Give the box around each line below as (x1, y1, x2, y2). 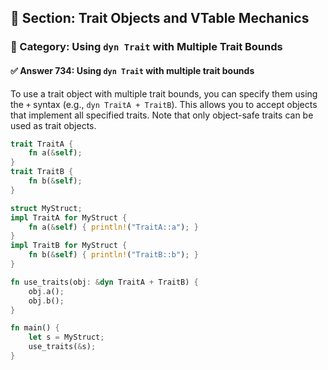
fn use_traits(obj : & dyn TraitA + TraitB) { (10, 277, 199, 287)
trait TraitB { (10, 167, 74, 177)
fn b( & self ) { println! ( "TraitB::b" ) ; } (28, 250, 199, 260)
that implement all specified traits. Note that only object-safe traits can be (10, 109, 314, 121)
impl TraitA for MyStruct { (10, 212, 128, 223)
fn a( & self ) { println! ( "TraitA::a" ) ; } (28, 222, 199, 232)
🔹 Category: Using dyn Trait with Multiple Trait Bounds (10, 40, 283, 54)
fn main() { (10, 323, 60, 333)
